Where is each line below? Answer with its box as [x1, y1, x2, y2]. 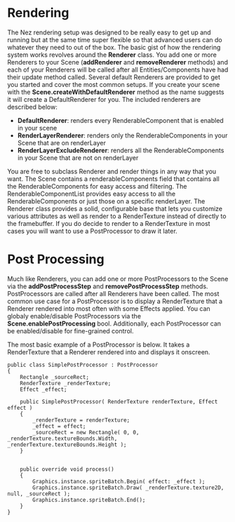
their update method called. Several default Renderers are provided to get [7, 72, 221, 81]
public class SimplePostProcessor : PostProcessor [7, 361, 159, 368]
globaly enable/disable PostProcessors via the [7, 312, 142, 320]
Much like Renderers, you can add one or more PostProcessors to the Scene [7, 274, 229, 283]
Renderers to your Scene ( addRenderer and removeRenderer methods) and [7, 58, 228, 66]
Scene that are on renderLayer [17, 138, 107, 147]
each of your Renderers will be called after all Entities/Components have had [7, 65, 229, 74]
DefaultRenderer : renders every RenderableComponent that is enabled [17, 116, 224, 124]
